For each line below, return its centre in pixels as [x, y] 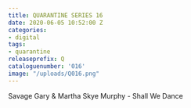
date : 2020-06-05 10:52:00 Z [56, 23]
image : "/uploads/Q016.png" [54, 74]
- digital [24, 37]
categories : [27, 30]
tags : [17, 45]
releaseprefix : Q [36, 59]
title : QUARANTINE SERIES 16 [56, 15]
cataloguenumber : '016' [47, 67]
